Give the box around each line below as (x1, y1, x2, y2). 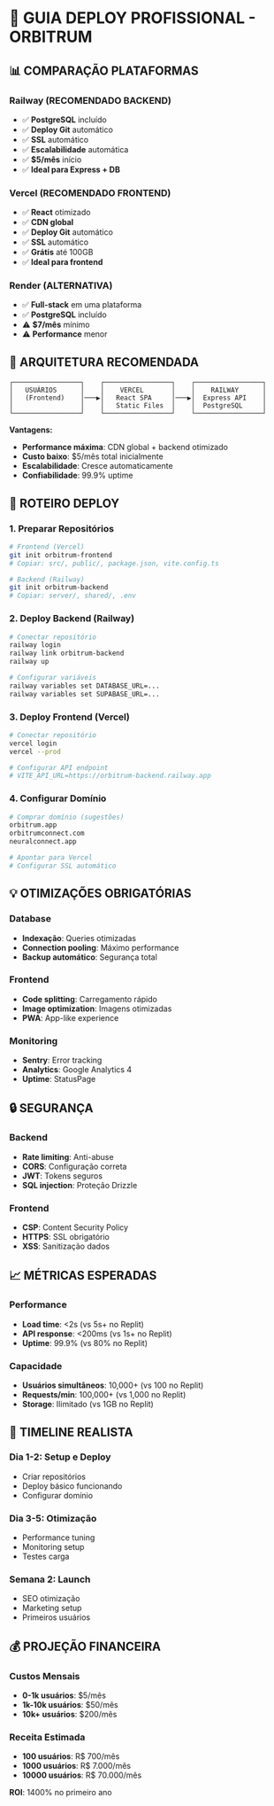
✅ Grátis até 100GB (21, 247, 94, 258)
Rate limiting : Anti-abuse (21, 1151, 114, 1162)
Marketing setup (21, 1603, 82, 1614)
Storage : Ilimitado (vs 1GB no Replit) (21, 1399, 155, 1410)
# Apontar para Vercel (9, 853, 93, 862)
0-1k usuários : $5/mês (21, 1690, 106, 1701)
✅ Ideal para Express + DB (21, 164, 121, 175)
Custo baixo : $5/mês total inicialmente (21, 451, 164, 462)
